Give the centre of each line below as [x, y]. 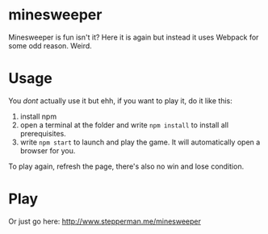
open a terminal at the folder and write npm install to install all [124, 125]
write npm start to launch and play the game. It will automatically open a [140, 142]
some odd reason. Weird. [50, 45]
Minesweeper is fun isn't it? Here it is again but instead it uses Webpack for [134, 37]
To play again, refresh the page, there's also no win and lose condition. [126, 166]
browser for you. [48, 150]
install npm [38, 116]
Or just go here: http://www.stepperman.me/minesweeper [105, 221]
